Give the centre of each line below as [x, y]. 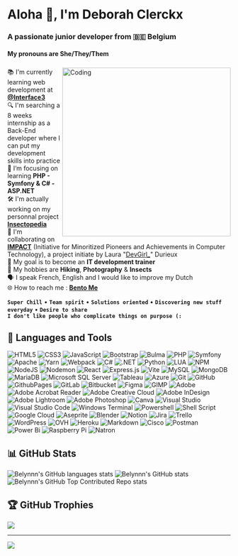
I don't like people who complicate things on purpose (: [95, 316]
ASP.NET [21, 190]
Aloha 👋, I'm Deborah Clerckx [95, 15]
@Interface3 [27, 97]
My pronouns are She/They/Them [58, 53]
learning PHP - [29, 175]
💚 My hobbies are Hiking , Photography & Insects [80, 269]
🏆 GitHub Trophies [51, 505]
